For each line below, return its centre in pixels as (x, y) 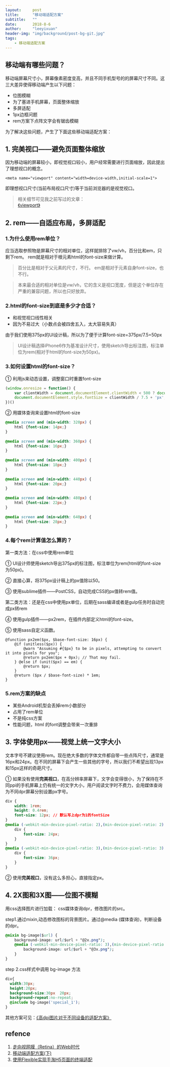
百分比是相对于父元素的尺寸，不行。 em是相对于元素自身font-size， (88, 268)
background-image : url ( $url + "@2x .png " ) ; (60, 940)
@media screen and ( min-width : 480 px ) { (49, 498)
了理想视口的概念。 (25, 169)
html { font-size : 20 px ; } (40, 484)
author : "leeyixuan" (31, 29)
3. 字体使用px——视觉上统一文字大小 (63, 742)
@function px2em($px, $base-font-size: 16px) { (56, 640)
